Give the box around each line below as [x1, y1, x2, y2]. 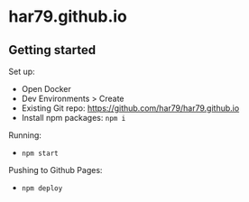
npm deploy [21, 184, 63, 193]
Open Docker [21, 84, 71, 94]
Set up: [8, 66, 35, 77]
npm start [21, 149, 60, 158]
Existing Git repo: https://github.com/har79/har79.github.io [21, 103, 240, 114]
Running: [8, 130, 42, 141]
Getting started [8, 42, 97, 58]
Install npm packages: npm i [21, 113, 126, 123]
